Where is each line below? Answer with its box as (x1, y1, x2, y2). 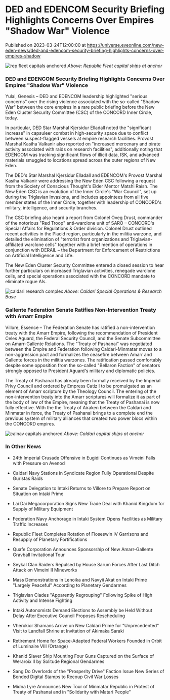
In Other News (5, 443, 41, 450)
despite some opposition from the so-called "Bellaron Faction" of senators (5, 362, 160, 368)
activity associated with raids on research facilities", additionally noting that (5, 146, 162, 153)
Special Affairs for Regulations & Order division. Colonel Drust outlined (5, 225, 152, 232)
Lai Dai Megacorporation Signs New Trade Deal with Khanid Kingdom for (12, 500, 164, 506)
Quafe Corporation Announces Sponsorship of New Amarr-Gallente (12, 546, 153, 552)
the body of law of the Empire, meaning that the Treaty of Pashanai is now (5, 399, 160, 405)
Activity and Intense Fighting (12, 597, 72, 603)
